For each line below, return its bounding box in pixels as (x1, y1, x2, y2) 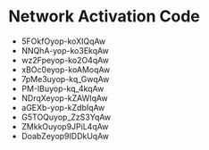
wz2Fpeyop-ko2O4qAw (21, 54, 109, 65)
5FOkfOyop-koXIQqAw (21, 36, 106, 46)
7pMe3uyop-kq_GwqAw (21, 73, 110, 84)
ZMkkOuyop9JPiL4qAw (21, 121, 109, 131)
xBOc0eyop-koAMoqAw (21, 64, 111, 75)
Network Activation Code (8, 6, 200, 27)
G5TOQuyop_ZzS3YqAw (21, 112, 112, 122)
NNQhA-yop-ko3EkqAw (21, 45, 109, 55)
